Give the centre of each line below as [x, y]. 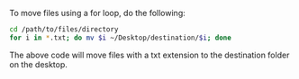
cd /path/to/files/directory [64, 30]
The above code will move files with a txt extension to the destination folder [149, 55]
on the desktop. [38, 64]
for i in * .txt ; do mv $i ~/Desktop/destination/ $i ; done [120, 38]
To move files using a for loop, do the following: [98, 13]
